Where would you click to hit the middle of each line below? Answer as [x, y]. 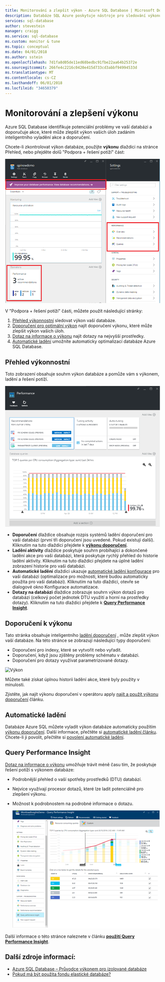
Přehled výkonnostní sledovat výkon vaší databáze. [64, 321]
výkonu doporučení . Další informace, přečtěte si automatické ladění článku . [81, 732]
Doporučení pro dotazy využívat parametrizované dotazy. [70, 660]
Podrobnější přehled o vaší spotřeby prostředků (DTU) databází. [77, 779]
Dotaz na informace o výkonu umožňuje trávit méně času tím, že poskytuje [81, 764]
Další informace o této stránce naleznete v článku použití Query [70, 936]
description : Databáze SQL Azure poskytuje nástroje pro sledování [76, 15]
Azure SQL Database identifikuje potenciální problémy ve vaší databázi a [79, 127]
